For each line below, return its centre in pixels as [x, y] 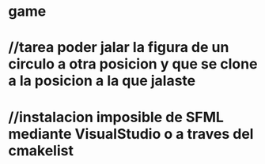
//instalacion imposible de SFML [116, 117]
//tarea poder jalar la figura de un [119, 48]
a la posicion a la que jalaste [102, 81]
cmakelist [41, 150]
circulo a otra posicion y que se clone [133, 64]
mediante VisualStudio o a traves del [131, 134]
